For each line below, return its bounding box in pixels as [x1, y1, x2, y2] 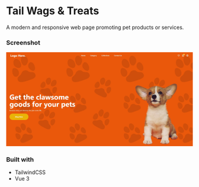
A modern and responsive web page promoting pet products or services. [6, 24, 184, 31]
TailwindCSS [14, 169, 46, 176]
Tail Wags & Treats [6, 4, 99, 18]
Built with [6, 155, 34, 163]
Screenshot [6, 38, 40, 47]
